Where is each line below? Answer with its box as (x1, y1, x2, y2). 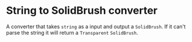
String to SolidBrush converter (6, 4, 158, 17)
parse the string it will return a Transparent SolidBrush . (6, 29, 139, 36)
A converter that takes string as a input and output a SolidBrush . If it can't (6, 23, 186, 30)
